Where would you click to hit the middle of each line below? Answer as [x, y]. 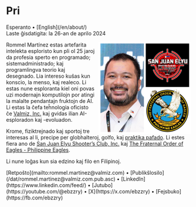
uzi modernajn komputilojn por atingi [50, 95]
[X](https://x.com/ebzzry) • [121, 191]
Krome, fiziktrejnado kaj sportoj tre [48, 131]
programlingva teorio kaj [36, 69]
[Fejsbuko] [168, 191]
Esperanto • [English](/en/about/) [46, 27]
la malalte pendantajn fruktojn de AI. [50, 101]
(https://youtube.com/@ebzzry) [45, 191]
